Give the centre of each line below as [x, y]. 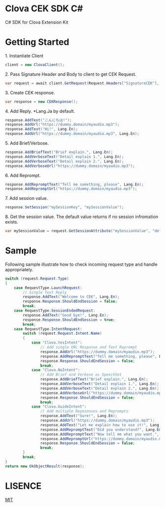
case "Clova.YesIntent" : [57, 343]
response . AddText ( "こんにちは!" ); [39, 120]
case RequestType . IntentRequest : [48, 329]
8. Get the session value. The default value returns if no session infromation [82, 217]
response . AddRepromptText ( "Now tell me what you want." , [100, 434]
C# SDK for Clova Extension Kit [37, 22]
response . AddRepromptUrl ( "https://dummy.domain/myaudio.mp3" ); [71, 189]
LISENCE [23, 486]
